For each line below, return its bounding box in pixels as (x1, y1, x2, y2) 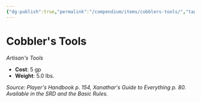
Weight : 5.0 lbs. (14, 72, 55, 79)
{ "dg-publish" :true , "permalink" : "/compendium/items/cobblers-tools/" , (6, 8, 186, 15)
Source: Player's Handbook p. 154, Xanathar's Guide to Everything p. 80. (6, 84, 187, 91)
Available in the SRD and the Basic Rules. (6, 90, 108, 97)
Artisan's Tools (6, 54, 44, 61)
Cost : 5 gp (14, 66, 42, 73)
